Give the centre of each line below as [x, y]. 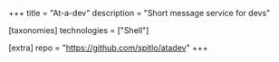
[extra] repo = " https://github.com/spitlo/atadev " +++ [108, 48]
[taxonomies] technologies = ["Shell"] [79, 30]
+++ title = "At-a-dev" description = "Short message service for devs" [139, 13]
